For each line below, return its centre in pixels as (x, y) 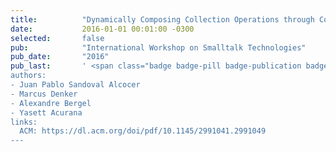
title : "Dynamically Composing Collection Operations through (162, 19)
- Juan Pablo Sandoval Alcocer (75, 85)
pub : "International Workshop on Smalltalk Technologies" (158, 47)
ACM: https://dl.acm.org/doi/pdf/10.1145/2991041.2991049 (143, 131)
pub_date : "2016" (60, 57)
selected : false (57, 38)
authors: (28, 76)
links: (24, 122)
